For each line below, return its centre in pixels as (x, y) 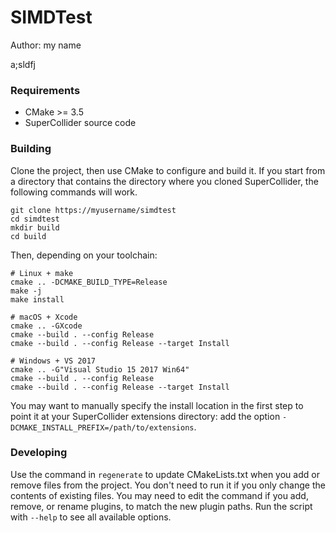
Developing (39, 453)
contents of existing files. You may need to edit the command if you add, (159, 495)
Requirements (45, 90)
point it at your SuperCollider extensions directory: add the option (145, 416)
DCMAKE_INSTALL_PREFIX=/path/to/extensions (102, 427)
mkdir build (35, 227)
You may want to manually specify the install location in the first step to (157, 405)
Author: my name (46, 45)
